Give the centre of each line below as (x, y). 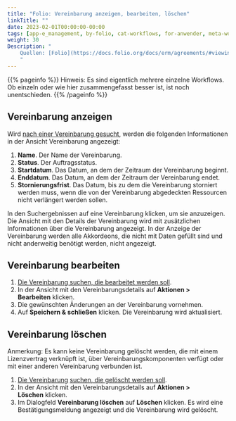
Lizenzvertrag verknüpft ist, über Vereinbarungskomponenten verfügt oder (116, 359)
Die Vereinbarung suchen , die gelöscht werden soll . (92, 380)
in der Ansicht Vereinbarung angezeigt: (64, 141)
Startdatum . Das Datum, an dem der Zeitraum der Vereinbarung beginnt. (123, 170)
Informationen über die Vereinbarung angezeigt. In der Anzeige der (104, 228)
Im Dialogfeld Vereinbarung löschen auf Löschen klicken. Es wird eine (120, 403)
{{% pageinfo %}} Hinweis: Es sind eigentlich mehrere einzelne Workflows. (116, 80)
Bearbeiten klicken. (46, 297)
